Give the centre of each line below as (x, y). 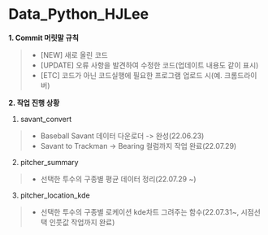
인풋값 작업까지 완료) (82, 222)
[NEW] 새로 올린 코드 (74, 54)
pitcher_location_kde (55, 195)
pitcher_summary (49, 162)
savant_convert (46, 119)
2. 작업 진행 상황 (34, 102)
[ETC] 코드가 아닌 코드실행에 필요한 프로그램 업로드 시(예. (132, 75)
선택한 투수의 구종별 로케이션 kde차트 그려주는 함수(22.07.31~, (140, 211)
